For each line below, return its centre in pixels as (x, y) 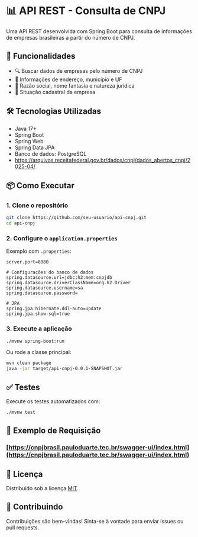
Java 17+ (25, 128)
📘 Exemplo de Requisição (53, 431)
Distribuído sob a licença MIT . (42, 488)
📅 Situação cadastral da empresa (55, 92)
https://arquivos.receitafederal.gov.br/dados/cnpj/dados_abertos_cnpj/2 (103, 160)
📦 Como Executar (40, 186)
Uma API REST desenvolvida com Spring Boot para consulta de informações (99, 31)
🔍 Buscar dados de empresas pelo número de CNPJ (79, 70)
